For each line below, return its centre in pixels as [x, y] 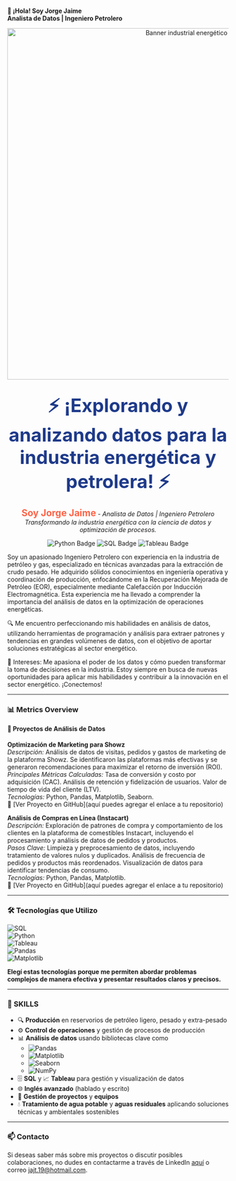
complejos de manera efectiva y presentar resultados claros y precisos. [114, 979]
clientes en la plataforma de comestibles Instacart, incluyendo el [100, 832]
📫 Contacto [28, 1137]
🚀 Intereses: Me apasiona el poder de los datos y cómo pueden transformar [117, 662]
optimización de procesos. [118, 529]
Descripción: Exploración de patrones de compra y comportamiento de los [115, 825]
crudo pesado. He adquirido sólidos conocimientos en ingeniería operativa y [118, 572]
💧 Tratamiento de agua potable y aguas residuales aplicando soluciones [123, 1104]
